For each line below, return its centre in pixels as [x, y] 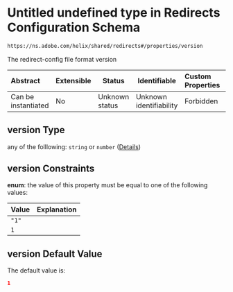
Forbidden [201, 101]
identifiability [157, 105]
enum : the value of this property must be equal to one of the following [107, 185]
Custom [198, 76]
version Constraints [51, 169]
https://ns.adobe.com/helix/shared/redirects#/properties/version [105, 46]
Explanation [57, 209]
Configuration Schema [74, 27]
